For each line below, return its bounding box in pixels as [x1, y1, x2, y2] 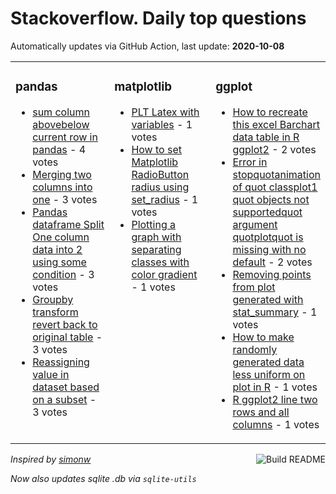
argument [232, 217, 278, 231]
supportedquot [232, 205, 303, 219]
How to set [131, 142, 182, 156]
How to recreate [232, 105, 308, 119]
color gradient [131, 267, 198, 281]
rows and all [232, 405, 290, 419]
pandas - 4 [32, 142, 87, 156]
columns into [32, 180, 93, 194]
